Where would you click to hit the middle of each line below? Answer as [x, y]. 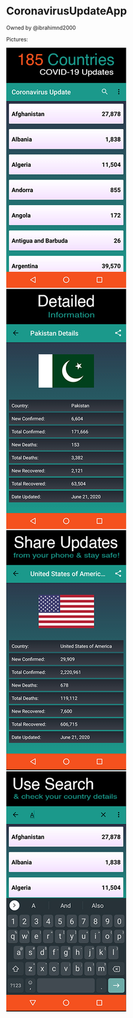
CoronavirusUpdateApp [66, 11]
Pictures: [17, 39]
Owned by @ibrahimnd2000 [41, 28]
